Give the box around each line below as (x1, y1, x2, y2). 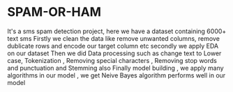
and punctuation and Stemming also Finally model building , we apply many (7, 64, 225, 72)
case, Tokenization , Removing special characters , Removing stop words (7, 56, 218, 64)
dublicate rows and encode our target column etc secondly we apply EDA (7, 42, 218, 50)
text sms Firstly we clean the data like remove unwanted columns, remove (7, 34, 220, 42)
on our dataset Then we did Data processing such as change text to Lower (7, 49, 222, 57)
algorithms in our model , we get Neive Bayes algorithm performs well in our (7, 71, 226, 80)
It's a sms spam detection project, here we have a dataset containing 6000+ (7, 27, 227, 35)
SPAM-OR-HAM (7, 4, 102, 20)
